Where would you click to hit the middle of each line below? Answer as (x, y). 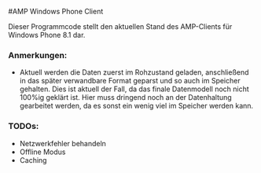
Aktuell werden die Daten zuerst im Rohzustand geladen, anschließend (134, 72)
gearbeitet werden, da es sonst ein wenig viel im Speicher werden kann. (136, 106)
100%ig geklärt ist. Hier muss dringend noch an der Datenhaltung (125, 98)
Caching (33, 160)
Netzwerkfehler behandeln (62, 143)
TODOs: (24, 127)
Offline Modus (42, 152)
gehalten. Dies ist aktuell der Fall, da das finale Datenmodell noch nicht (134, 89)
